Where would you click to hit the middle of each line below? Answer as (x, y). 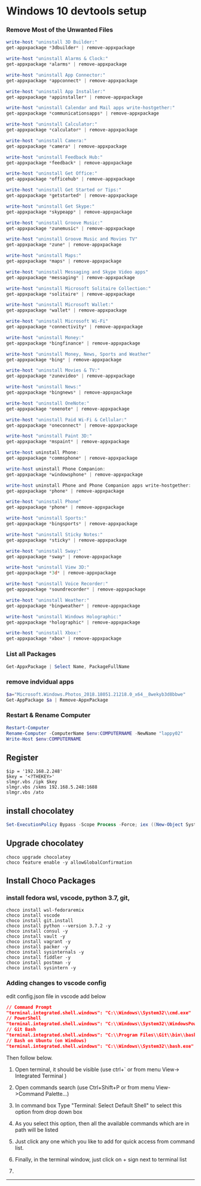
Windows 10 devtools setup (77, 11)
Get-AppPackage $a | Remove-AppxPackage (57, 700)
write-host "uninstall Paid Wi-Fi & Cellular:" (67, 420)
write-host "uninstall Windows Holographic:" (64, 616)
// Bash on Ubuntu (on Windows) (46, 1040)
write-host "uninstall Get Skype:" (51, 206)
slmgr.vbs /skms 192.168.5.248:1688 (52, 787)
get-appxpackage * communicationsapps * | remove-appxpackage (83, 113)
